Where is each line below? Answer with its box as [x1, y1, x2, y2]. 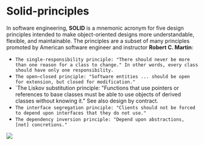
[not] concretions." [15, 121, 68, 128]
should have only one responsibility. [15, 67, 114, 73]
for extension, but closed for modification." [15, 79, 136, 85]
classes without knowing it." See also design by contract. [15, 97, 158, 104]
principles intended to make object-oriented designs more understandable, [6, 30, 195, 38]
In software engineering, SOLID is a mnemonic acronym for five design [6, 24, 185, 32]
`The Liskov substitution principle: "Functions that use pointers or [15, 84, 180, 92]
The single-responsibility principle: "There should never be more [15, 56, 190, 62]
